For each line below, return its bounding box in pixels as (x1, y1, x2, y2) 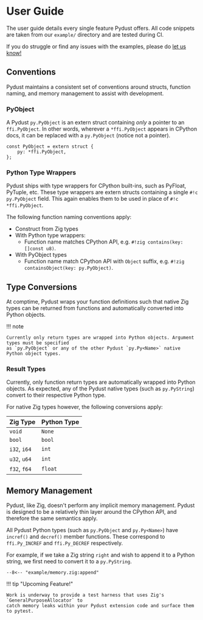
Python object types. (6, 351, 61, 357)
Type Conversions (6, 282, 77, 292)
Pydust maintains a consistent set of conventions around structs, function (6, 83, 191, 90)
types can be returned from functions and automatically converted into (6, 305, 184, 312)
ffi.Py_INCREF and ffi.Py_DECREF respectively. (6, 539, 123, 547)
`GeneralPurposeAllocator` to (6, 597, 83, 604)
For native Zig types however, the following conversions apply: (6, 403, 163, 411)
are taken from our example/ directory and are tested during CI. (6, 31, 164, 38)
